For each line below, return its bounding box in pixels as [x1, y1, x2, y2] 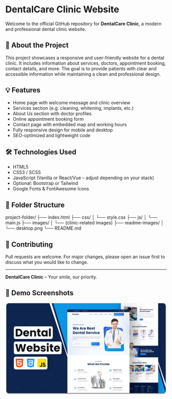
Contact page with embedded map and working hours [12, 121, 127, 127]
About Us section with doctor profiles [12, 110, 92, 117]
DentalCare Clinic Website [5, 4, 119, 15]
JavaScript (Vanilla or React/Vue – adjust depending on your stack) [12, 175, 155, 181]
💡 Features [5, 86, 41, 94]
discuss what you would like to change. [5, 259, 89, 265]
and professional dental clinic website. [5, 26, 87, 32]
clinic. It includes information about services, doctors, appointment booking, [5, 60, 166, 66]
